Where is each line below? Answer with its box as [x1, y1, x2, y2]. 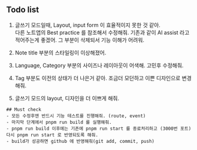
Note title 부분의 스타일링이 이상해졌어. [14, 49, 107, 56]
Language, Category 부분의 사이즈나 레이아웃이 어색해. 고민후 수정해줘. [14, 62, 184, 69]
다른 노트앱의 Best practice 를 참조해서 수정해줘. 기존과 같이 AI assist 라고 [14, 29, 190, 36]
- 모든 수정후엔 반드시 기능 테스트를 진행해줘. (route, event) [6, 113, 146, 119]
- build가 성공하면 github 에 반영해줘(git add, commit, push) [6, 138, 154, 144]
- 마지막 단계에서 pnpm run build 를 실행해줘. [6, 119, 112, 125]
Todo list [6, 5, 40, 15]
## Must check [6, 106, 42, 112]
